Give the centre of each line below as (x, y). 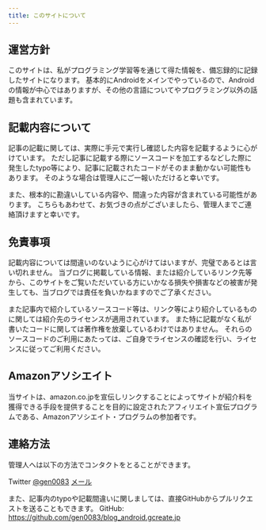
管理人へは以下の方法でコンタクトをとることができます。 (102, 464)
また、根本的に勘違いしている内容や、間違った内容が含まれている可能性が (129, 194)
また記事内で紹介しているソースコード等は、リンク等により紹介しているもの (133, 309)
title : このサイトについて (47, 15)
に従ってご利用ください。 (63, 349)
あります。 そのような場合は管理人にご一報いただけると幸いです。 (116, 178)
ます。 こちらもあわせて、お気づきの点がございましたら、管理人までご (130, 205)
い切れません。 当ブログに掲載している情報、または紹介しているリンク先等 (130, 273)
